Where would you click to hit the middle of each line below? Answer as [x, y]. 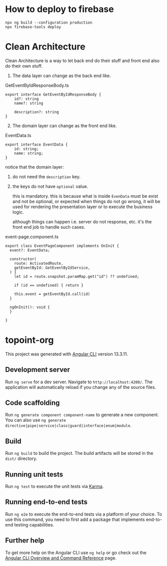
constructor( [23, 259]
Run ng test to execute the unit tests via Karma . [54, 486]
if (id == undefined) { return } [49, 285]
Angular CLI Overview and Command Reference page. [61, 558]
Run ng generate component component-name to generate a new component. [82, 415]
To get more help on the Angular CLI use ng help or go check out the [76, 552]
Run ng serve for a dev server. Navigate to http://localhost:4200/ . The [79, 382]
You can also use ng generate [36, 420]
